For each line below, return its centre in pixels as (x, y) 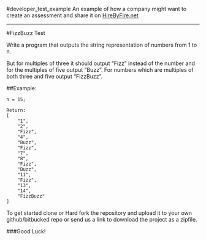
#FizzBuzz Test (26, 33)
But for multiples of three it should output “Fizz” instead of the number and (101, 63)
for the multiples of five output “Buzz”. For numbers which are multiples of (100, 70)
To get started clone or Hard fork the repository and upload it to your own (99, 213)
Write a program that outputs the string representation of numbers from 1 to (102, 45)
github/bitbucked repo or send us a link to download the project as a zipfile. (102, 219)
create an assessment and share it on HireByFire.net (73, 15)
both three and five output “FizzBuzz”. (55, 76)
